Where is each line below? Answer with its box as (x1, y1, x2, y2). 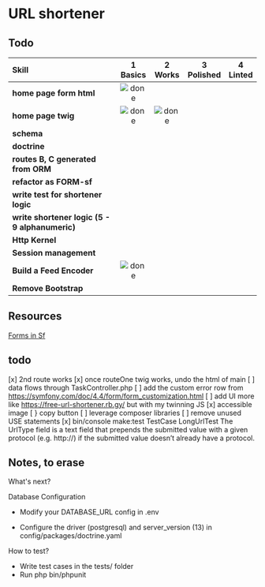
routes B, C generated (12, 154, 96, 164)
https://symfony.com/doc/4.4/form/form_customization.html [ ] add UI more (8, 391, 255, 401)
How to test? (8, 546, 50, 556)
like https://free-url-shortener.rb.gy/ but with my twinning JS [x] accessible (8, 399, 252, 409)
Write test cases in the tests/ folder (19, 562, 134, 571)
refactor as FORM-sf (12, 177, 93, 187)
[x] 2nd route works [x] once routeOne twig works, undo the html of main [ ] (8, 374, 255, 383)
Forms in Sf (8, 331, 46, 340)
